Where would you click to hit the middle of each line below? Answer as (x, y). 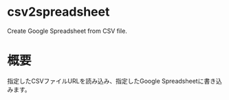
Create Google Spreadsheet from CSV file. (67, 31)
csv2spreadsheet (58, 12)
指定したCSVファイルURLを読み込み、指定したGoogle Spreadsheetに (106, 81)
